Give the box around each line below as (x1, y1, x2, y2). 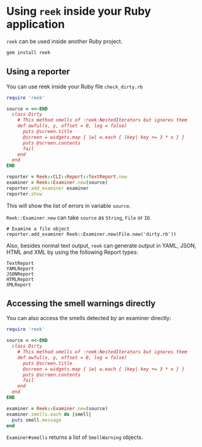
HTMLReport (6, 276, 34, 283)
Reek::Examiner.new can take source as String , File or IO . (6, 213, 152, 221)
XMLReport (6, 281, 32, 288)
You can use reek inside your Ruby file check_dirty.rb (6, 83, 143, 90)
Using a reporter (6, 66, 70, 77)
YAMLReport (6, 266, 34, 272)
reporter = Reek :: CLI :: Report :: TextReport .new (6, 174, 127, 180)
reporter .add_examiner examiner (6, 185, 89, 191)
